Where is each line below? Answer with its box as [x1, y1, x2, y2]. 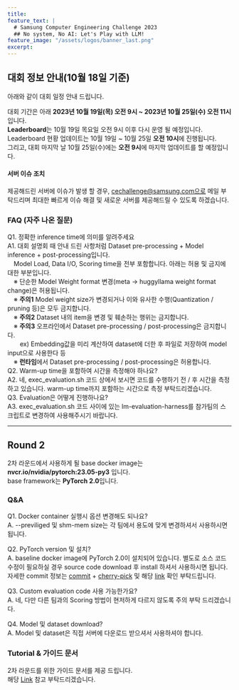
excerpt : [7, 44, 33, 51]
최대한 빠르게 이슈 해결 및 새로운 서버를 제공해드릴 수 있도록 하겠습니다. [31, 196, 230, 204]
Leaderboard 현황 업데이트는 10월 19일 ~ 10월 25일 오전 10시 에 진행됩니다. [7, 133, 217, 143]
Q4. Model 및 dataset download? [7, 620, 103, 629]
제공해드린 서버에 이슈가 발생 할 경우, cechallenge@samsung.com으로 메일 [7, 187, 219, 196]
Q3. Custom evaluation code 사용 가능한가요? [7, 587, 137, 596]
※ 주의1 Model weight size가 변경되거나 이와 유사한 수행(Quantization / [14, 295, 213, 304]
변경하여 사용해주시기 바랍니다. [31, 411, 118, 420]
